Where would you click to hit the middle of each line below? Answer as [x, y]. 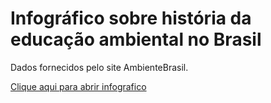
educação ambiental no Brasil [136, 39]
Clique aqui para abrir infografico [78, 86]
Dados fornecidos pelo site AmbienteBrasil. [99, 67]
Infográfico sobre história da [131, 18]
